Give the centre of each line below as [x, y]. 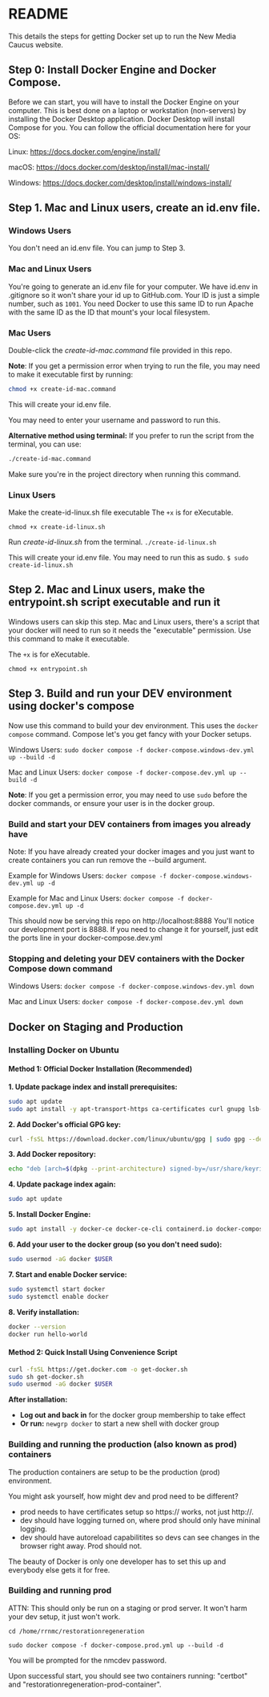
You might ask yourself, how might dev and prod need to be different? [123, 1496]
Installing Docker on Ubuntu [64, 1050]
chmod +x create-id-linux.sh [57, 527]
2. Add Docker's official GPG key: [65, 1124]
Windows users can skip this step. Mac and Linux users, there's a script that [134, 621]
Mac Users [30, 332]
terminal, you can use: [45, 444]
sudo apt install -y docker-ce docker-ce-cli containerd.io [111, 1229]
